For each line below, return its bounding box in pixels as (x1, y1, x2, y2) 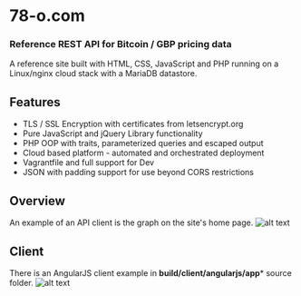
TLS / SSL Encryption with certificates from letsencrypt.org (22, 119, 244, 130)
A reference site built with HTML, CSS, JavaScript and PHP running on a (9, 58, 279, 69)
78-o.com (9, 5, 85, 26)
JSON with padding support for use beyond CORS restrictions (22, 167, 254, 178)
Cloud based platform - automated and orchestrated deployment (22, 147, 265, 159)
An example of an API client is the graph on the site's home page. (9, 217, 254, 228)
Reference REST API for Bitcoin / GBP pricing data (9, 38, 233, 51)
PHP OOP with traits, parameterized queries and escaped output (22, 138, 265, 149)
